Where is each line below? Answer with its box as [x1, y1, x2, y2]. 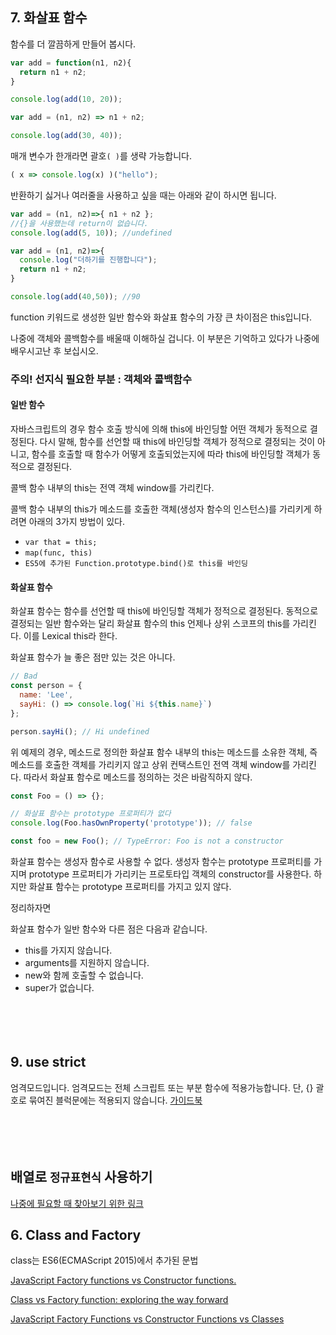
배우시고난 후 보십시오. [10, 344, 99, 357]
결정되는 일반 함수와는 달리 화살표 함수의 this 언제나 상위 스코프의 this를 [10, 618, 291, 630]
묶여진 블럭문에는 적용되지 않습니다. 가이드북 [28, 1094, 203, 1106]
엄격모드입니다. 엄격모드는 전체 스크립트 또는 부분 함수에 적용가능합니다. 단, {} [10, 1081, 314, 1093]
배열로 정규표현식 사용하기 [10, 1169, 153, 1186]
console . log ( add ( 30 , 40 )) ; [10, 131, 123, 141]
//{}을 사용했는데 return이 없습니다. [10, 218, 149, 228]
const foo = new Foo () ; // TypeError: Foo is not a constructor [10, 836, 284, 847]
